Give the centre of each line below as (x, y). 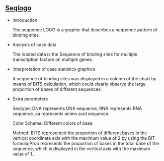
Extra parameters (30, 99)
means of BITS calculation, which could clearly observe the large (79, 84)
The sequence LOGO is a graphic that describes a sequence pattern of (85, 30)
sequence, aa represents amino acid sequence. (61, 113)
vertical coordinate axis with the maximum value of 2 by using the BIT (83, 138)
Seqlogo (18, 8)
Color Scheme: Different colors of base (52, 123)
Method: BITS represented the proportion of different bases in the (80, 133)
